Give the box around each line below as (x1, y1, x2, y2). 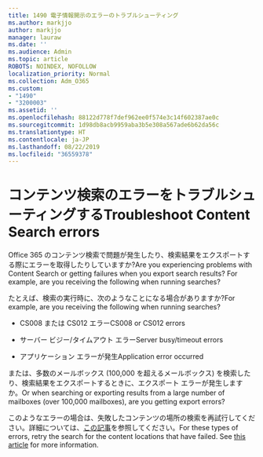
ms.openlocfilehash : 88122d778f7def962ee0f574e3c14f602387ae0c (8, 114, 220, 122)
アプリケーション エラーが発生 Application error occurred (19, 352, 204, 361)
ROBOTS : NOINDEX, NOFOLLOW (8, 63, 97, 71)
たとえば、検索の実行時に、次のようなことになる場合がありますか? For (8, 294, 236, 303)
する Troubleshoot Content (75, 206, 250, 224)
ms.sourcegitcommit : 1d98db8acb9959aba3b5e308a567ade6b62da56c (8, 121, 220, 129)
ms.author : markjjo (8, 19, 72, 27)
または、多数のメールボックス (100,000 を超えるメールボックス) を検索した (8, 368, 251, 378)
